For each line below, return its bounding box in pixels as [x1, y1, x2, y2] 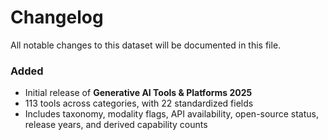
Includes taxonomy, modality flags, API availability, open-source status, [24, 108, 319, 120]
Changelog [10, 6, 104, 29]
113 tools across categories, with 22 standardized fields [24, 97, 254, 110]
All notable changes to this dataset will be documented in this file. [10, 39, 282, 51]
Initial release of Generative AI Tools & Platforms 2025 [24, 87, 253, 99]
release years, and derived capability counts [24, 119, 208, 131]
